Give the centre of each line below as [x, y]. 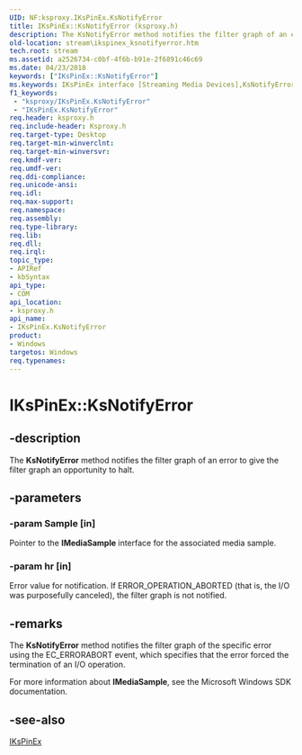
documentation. [39, 692]
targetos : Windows [44, 352]
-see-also [37, 719]
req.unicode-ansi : [44, 185]
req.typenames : [38, 361]
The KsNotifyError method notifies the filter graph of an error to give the [144, 460]
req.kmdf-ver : [36, 160]
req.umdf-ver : [36, 168]
